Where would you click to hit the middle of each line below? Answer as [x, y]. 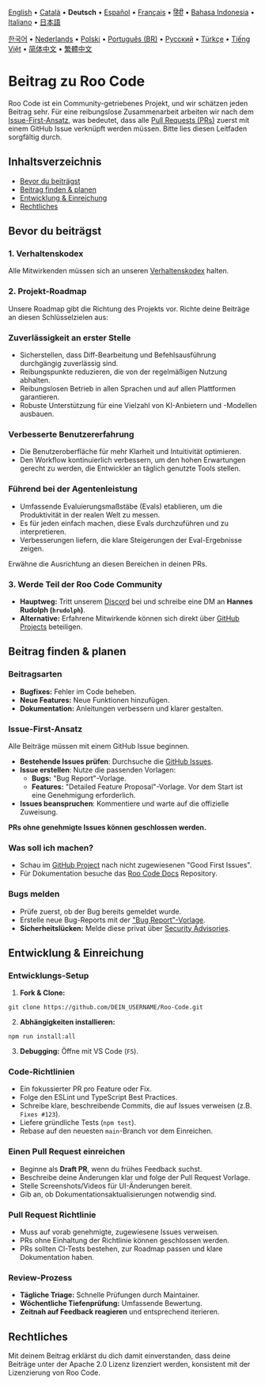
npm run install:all [42, 1037]
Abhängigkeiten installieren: [67, 1022]
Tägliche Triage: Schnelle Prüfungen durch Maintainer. [110, 1295]
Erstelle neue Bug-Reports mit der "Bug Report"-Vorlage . [112, 920]
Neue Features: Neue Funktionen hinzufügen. [95, 700]
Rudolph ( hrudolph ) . [52, 609]
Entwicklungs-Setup [49, 975]
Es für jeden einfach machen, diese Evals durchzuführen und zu [124, 523]
